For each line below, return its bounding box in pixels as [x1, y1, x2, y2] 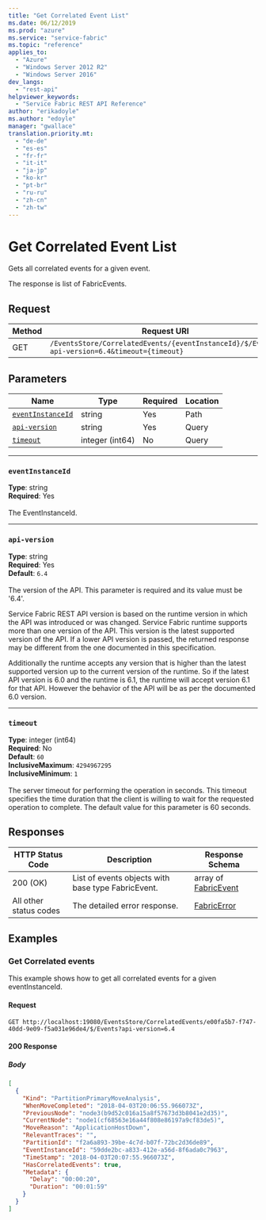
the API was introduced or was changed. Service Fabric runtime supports [8, 617, 248, 627]
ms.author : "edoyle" [8, 115, 77, 123]
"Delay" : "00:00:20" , [28, 1176, 101, 1184]
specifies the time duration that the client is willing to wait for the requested [8, 794, 254, 804]
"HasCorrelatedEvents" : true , [22, 1161, 123, 1168]
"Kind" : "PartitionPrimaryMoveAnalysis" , [22, 1094, 161, 1103]
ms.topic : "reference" [8, 41, 83, 49]
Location [184, 395, 219, 406]
